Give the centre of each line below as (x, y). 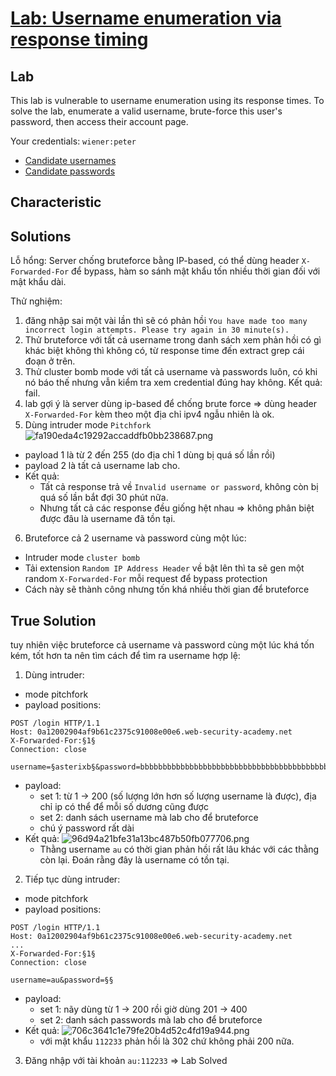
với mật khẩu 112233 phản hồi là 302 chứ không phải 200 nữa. (167, 1041)
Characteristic (56, 202)
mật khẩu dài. (38, 282)
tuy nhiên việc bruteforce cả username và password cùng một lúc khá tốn (162, 645)
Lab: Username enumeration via (146, 18)
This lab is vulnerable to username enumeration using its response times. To (167, 100)
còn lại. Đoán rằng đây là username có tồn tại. (134, 860)
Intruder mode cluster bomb (82, 558)
